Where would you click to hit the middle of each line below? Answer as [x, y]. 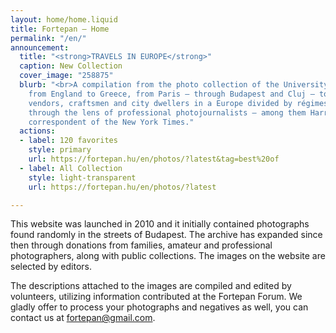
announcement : [40, 47]
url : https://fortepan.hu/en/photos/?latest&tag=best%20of [154, 159]
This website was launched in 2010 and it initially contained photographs [160, 224]
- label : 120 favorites [68, 141]
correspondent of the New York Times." [111, 122]
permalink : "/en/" [48, 38]
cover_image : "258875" [66, 76]
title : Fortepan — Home [60, 29]
